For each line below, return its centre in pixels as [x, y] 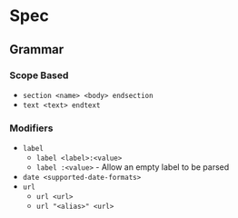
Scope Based [39, 75]
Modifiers [31, 128]
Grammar [37, 50]
